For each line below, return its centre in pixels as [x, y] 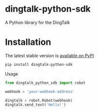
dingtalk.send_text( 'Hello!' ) [36, 105]
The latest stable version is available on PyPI [49, 56]
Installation [28, 42]
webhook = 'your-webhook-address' [40, 92]
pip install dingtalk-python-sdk [39, 64]
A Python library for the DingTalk [38, 22]
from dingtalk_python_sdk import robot [45, 83]
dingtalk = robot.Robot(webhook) [39, 100]
